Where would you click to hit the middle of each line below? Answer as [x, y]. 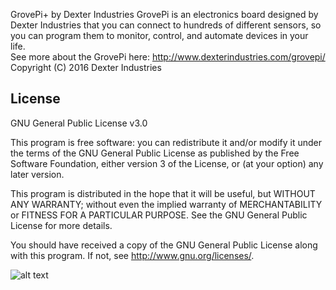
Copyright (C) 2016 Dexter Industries [86, 67]
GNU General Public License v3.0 [79, 123]
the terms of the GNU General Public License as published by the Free [155, 153]
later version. [37, 174]
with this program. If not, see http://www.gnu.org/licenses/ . [132, 255]
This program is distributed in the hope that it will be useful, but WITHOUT [163, 193]
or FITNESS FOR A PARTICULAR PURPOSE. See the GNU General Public [159, 215]
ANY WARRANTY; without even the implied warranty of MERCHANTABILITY [166, 204]
